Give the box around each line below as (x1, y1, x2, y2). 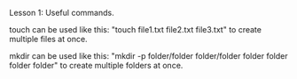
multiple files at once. (9, 34, 88, 44)
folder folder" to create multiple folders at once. (9, 61, 184, 70)
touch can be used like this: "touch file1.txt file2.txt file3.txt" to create (9, 25, 262, 34)
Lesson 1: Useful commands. (9, 8, 114, 18)
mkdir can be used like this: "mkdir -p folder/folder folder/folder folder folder (9, 51, 288, 61)
